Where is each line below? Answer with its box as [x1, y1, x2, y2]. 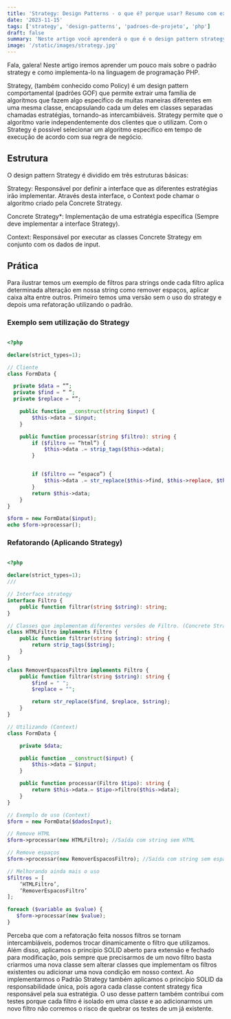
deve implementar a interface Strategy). [7, 219, 120, 228]
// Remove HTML [7, 830, 51, 837]
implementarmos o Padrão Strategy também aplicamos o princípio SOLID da [7, 975, 223, 983]
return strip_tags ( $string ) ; [32, 641, 115, 649]
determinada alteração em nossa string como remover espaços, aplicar [7, 286, 210, 294]
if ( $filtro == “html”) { [32, 440, 107, 447]
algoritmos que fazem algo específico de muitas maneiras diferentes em [7, 96, 212, 104]
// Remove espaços [7, 849, 60, 857]
